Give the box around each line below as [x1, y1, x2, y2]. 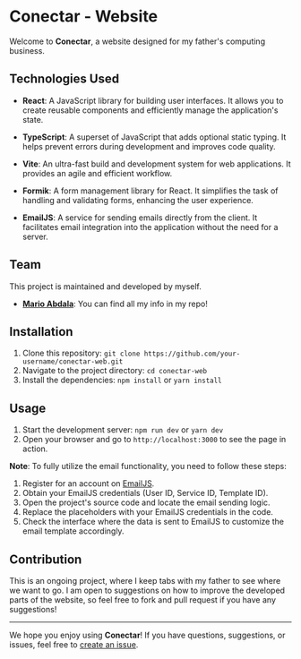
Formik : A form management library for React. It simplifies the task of [21, 185, 279, 196]
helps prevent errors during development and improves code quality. [21, 141, 276, 151]
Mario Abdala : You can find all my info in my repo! [21, 298, 209, 309]
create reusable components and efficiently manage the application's [21, 105, 279, 116]
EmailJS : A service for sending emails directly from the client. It [21, 212, 258, 223]
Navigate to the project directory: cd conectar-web [21, 365, 208, 376]
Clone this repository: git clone [21, 347, 141, 359]
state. [21, 114, 44, 124]
